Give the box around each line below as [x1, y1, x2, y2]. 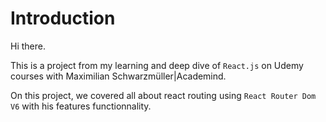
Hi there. [10, 40, 46, 52]
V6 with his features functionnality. [10, 100, 152, 112]
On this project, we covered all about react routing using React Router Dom [10, 89, 317, 101]
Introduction [10, 7, 116, 30]
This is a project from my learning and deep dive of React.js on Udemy [10, 59, 304, 71]
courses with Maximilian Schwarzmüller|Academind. [10, 70, 227, 82]
